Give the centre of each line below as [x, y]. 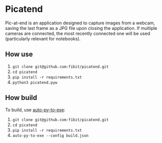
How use [19, 54]
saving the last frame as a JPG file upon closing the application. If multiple [81, 28]
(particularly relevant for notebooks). [43, 39]
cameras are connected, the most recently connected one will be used [78, 33]
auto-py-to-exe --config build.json [50, 136]
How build [21, 98]
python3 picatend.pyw [35, 82]
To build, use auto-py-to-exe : [35, 110]
